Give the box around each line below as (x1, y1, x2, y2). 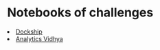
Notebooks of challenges (7, 5, 154, 21)
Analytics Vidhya (16, 34, 63, 42)
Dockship (16, 27, 43, 36)
